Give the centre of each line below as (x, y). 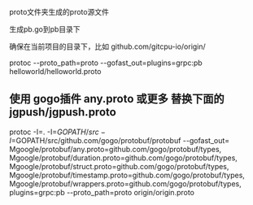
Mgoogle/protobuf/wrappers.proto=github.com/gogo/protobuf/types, (126, 183)
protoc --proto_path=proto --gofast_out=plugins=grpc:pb (106, 63)
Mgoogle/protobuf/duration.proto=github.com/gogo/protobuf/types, (124, 158)
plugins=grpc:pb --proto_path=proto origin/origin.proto (102, 192)
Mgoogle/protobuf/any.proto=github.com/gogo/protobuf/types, (116, 149)
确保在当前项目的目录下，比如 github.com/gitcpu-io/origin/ (107, 46)
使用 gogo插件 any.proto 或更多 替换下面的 (117, 99)
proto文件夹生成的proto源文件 (59, 12)
